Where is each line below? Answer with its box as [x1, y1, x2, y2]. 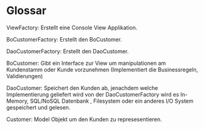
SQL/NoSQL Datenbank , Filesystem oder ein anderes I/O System [30, 97, 194, 105]
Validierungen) [6, 72, 43, 79]
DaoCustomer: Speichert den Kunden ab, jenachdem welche [6, 84, 158, 92]
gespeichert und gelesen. [6, 103, 71, 111]
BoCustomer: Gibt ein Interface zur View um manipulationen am [6, 59, 166, 67]
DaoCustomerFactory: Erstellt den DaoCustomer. [6, 47, 129, 55]
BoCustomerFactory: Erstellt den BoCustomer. [6, 35, 122, 43]
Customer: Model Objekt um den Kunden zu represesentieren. [6, 116, 163, 123]
